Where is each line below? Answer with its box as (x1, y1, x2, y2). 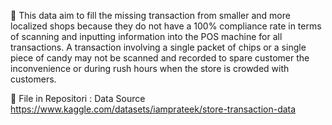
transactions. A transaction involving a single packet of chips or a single (10, 41, 307, 53)
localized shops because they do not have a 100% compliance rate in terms (10, 20, 322, 32)
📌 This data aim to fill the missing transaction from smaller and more (10, 10, 291, 21)
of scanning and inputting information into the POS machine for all (10, 31, 283, 42)
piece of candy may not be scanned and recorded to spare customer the (10, 52, 310, 64)
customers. (10, 73, 57, 85)
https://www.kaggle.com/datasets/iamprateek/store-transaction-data (10, 103, 297, 115)
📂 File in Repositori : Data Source (10, 93, 146, 104)
